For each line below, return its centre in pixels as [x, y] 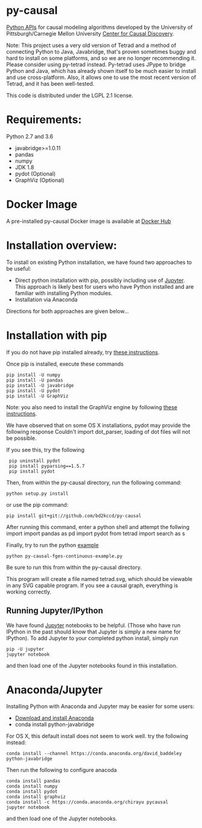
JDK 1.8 [24, 167]
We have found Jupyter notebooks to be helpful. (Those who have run [93, 625]
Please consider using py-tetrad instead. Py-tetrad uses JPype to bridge [96, 64]
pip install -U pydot [33, 390]
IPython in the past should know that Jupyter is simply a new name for [93, 632]
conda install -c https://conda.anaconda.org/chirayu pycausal [87, 802]
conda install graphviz [36, 797]
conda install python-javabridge [55, 724]
